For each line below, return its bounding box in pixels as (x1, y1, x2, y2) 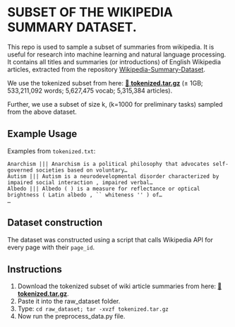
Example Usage (7, 128, 78, 140)
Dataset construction (7, 217, 103, 229)
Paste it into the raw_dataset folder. (17, 297, 121, 306)
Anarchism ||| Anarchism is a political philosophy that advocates (7, 160, 210, 167)
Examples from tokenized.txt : (7, 146, 96, 155)
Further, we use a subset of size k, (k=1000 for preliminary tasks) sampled (7, 100, 224, 108)
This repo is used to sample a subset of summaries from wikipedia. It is (7, 42, 215, 51)
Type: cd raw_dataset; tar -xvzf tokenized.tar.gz (17, 304, 169, 313)
